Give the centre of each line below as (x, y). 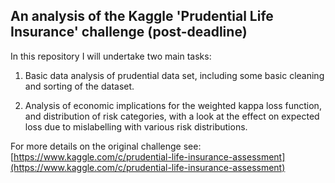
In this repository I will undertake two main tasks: (111, 56)
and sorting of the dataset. (79, 86)
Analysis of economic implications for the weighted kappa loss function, (173, 105)
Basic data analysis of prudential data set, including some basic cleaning (174, 75)
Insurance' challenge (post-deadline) (129, 32)
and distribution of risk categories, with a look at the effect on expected (172, 116)
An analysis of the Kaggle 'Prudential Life (142, 16)
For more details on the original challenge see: (106, 146)
